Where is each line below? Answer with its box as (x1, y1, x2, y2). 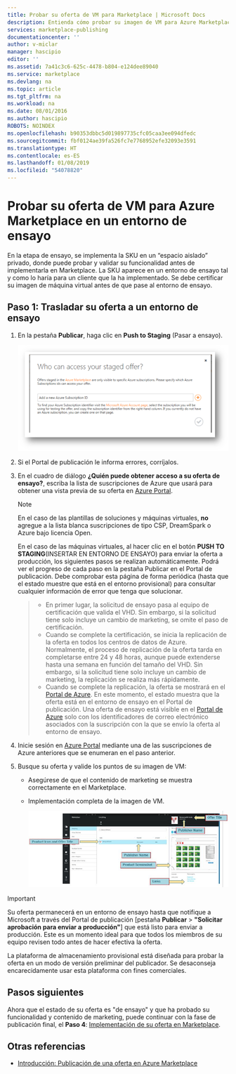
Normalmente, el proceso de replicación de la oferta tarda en (45, 645, 223, 653)
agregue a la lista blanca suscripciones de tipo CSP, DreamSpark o (17, 520, 211, 530)
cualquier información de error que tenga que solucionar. (17, 587, 183, 595)
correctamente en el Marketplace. (27, 783, 126, 792)
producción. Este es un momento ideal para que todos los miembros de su (7, 930, 223, 938)
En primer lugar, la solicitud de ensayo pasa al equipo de (45, 601, 209, 609)
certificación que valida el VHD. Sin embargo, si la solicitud (45, 608, 216, 616)
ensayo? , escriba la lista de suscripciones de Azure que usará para (17, 478, 213, 487)
